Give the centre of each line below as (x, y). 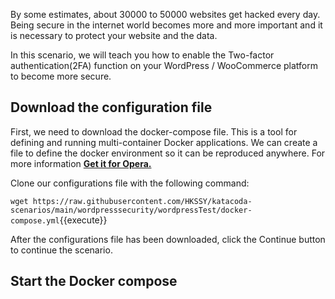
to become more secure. (61, 76)
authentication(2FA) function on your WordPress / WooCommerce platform (164, 65)
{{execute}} (83, 220)
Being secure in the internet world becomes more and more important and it (166, 25)
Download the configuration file (111, 107)
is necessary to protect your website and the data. (114, 35)
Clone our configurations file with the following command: (130, 183)
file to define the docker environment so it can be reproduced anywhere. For (168, 153)
